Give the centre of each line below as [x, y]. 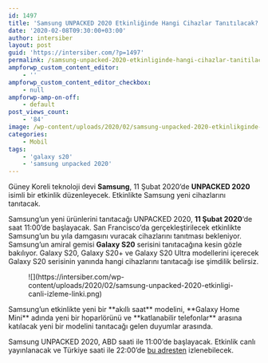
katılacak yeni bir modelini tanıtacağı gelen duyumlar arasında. [111, 326]
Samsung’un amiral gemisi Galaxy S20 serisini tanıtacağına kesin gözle [125, 245]
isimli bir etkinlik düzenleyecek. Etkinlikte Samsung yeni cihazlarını [117, 195]
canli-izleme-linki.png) [65, 294]
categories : [28, 134]
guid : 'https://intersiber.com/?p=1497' [77, 53]
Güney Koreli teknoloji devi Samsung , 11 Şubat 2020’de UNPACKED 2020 [129, 187]
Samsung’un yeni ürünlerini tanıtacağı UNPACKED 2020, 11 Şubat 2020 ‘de [130, 219]
